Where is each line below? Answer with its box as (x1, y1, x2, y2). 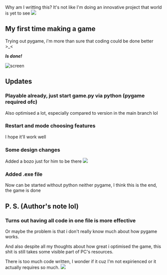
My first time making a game (5, 25, 96, 33)
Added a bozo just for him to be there (5, 158, 82, 164)
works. (5, 234, 19, 240)
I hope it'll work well (5, 134, 46, 140)
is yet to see (5, 10, 30, 16)
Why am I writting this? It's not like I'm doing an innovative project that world (5, 5, 162, 10)
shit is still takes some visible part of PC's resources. (5, 249, 114, 255)
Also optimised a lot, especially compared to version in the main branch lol (5, 110, 158, 116)
